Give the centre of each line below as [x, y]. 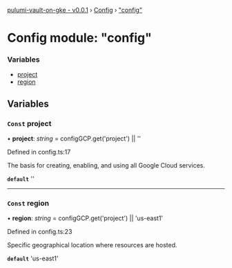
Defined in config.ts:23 [40, 232]
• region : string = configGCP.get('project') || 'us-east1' [85, 218]
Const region [28, 204]
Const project [29, 123]
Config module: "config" [79, 38]
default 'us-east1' [33, 258]
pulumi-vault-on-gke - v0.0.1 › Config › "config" [75, 10]
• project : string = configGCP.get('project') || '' [74, 139]
